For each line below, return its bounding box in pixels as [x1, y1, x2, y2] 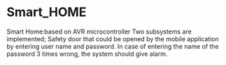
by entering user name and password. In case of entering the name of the [6, 42, 220, 50]
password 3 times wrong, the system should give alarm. [6, 50, 168, 58]
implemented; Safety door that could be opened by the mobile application [6, 34, 219, 43]
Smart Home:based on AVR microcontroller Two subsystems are [6, 27, 192, 36]
